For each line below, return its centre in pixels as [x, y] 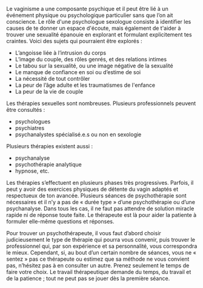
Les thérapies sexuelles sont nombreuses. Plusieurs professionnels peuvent [101, 103]
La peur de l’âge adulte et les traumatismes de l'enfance [85, 85]
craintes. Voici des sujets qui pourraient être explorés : [74, 41]
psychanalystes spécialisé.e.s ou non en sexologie [78, 134]
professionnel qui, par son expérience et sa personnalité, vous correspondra [102, 246]
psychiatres [30, 128]
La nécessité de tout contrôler [52, 79]
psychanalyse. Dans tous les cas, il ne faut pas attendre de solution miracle [100, 208]
